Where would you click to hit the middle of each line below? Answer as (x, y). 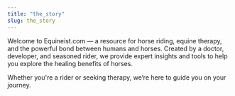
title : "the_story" (36, 14)
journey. (19, 85)
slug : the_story (31, 21)
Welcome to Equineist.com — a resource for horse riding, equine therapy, (115, 41)
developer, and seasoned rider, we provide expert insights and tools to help (117, 56)
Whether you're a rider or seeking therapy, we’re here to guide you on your (117, 77)
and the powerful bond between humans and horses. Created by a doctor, (116, 48)
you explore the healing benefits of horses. (70, 63)
